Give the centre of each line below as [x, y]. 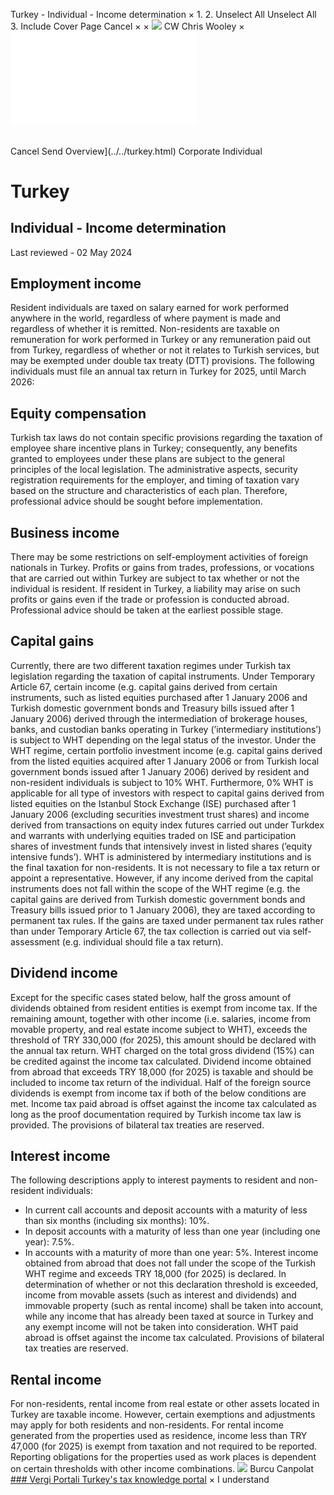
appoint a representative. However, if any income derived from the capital [162, 878]
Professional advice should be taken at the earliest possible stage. [147, 610]
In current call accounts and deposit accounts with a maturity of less [166, 1210]
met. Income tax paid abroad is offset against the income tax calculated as [164, 1103]
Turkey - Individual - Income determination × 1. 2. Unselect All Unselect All [163, 14]
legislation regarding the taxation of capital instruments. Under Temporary [163, 676]
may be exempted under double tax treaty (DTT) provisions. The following [162, 361]
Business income [65, 532]
